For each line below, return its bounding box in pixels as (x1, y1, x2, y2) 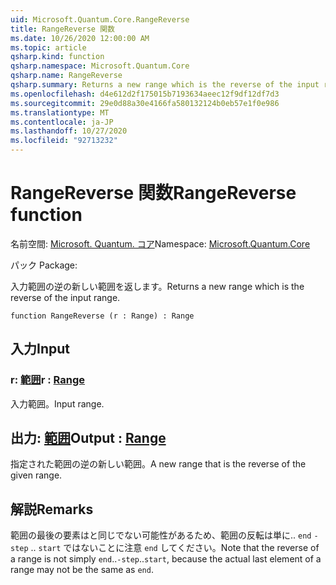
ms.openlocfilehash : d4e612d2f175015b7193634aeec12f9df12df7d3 (10, 89, 280, 99)
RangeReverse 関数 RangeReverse (10, 182, 297, 205)
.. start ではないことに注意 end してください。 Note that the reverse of (30, 542, 320, 554)
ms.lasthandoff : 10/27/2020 (10, 126, 128, 136)
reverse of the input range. (10, 291, 121, 303)
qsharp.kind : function (10, 52, 105, 62)
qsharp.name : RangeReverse (10, 71, 123, 81)
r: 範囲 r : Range (10, 373, 86, 387)
